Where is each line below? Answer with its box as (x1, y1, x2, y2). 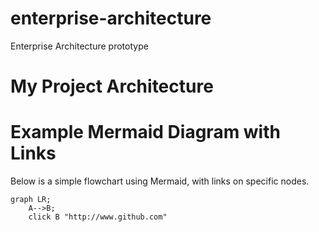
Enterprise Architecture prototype (10, 40, 149, 52)
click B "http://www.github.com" (28, 212, 168, 222)
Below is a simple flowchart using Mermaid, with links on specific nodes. (10, 175, 310, 187)
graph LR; (10, 195, 52, 205)
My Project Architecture (10, 75, 214, 98)
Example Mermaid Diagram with (10, 121, 281, 144)
